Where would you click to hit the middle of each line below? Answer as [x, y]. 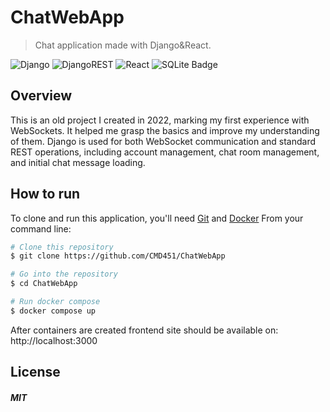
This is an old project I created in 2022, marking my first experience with [160, 120]
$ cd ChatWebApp [44, 284]
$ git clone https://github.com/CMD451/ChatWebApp [118, 256]
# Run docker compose [55, 302]
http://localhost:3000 [54, 340]
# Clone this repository [62, 247]
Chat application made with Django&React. [123, 45]
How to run [45, 194]
